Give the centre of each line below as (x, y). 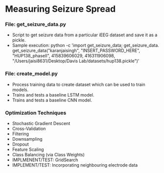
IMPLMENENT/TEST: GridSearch (45, 160)
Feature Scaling (28, 149)
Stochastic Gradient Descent (41, 124)
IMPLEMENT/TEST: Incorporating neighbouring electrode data (75, 165)
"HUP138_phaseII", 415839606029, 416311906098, (63, 56)
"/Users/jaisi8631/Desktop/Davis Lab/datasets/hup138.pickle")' (76, 61)
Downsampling (27, 139)
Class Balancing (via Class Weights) (48, 155)
